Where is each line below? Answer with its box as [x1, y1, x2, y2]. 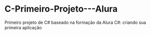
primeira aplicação [4, 24, 42, 30]
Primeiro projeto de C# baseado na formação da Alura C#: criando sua [4, 19, 147, 25]
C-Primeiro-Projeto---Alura [4, 3, 118, 15]
